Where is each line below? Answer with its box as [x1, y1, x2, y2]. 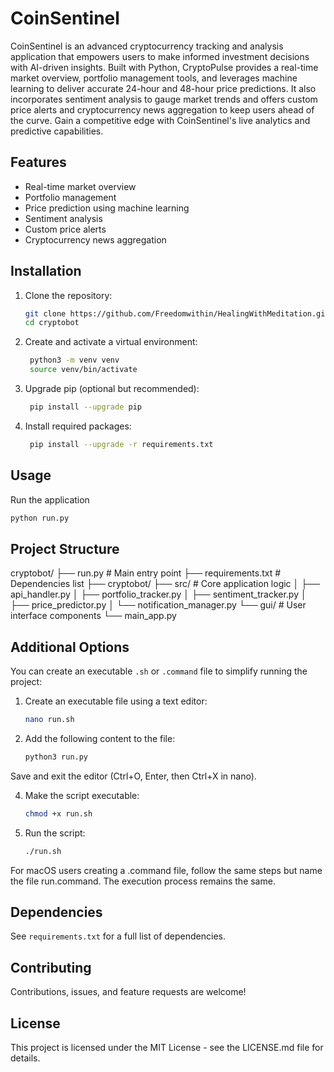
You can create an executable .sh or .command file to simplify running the [10, 665, 308, 677]
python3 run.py [24, 752, 89, 762]
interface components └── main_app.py [10, 610, 177, 622]
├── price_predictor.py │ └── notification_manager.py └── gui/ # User [10, 599, 307, 611]
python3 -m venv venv [29, 355, 120, 366]
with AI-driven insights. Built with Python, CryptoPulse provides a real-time [10, 61, 319, 73]
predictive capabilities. [10, 125, 104, 137]
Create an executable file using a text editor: [24, 695, 208, 707]
